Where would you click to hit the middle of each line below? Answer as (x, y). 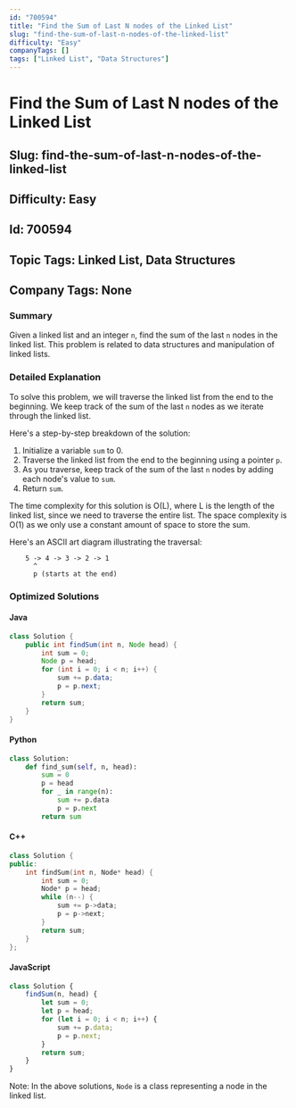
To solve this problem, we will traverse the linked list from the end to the (141, 396)
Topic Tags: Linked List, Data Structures (123, 260)
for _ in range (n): (78, 792)
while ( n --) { (67, 897)
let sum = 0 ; (66, 1003)
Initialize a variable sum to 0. (73, 450)
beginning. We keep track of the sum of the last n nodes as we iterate (137, 406)
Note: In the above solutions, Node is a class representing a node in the (138, 1087)
